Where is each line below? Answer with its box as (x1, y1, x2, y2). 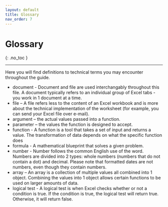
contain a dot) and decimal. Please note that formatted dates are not (12, 159, 153, 165)
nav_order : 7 (5, 17, 32, 22)
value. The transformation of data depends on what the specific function (12, 132, 162, 138)
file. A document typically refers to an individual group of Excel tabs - (12, 90, 156, 96)
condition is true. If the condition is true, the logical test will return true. (12, 191, 159, 197)
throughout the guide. (5, 75, 50, 81)
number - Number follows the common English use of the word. (12, 148, 144, 154)
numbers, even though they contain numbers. (12, 164, 106, 170)
